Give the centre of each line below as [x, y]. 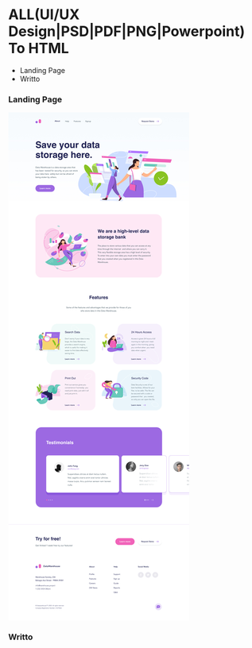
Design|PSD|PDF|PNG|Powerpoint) [126, 31]
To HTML [39, 48]
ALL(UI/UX [44, 15]
